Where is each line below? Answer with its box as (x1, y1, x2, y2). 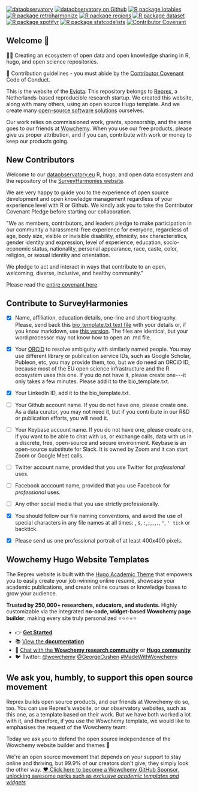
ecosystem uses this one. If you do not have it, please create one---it (14, 371, 186, 378)
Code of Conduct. (6, 76, 51, 83)
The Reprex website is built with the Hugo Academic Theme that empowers (6, 570, 193, 578)
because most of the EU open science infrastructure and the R (14, 365, 170, 372)
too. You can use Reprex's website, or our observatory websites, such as (6, 704, 187, 712)
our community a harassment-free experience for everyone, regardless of (6, 225, 189, 233)
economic (6, 245, 31, 252)
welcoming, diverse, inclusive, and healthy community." (6, 269, 144, 276)
